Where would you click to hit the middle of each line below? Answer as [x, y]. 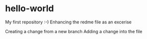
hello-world [30, 9]
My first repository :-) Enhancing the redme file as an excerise [69, 22]
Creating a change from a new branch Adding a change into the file [74, 31]
